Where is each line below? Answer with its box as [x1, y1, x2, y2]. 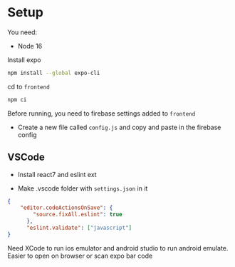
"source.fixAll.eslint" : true [33, 211, 122, 218]
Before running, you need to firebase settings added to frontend [7, 109, 196, 118]
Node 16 [17, 41, 43, 50]
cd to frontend [7, 82, 50, 91]
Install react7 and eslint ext [17, 170, 98, 178]
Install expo [7, 55, 41, 64]
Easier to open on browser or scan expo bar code [7, 251, 153, 260]
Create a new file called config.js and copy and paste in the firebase [17, 123, 221, 131]
